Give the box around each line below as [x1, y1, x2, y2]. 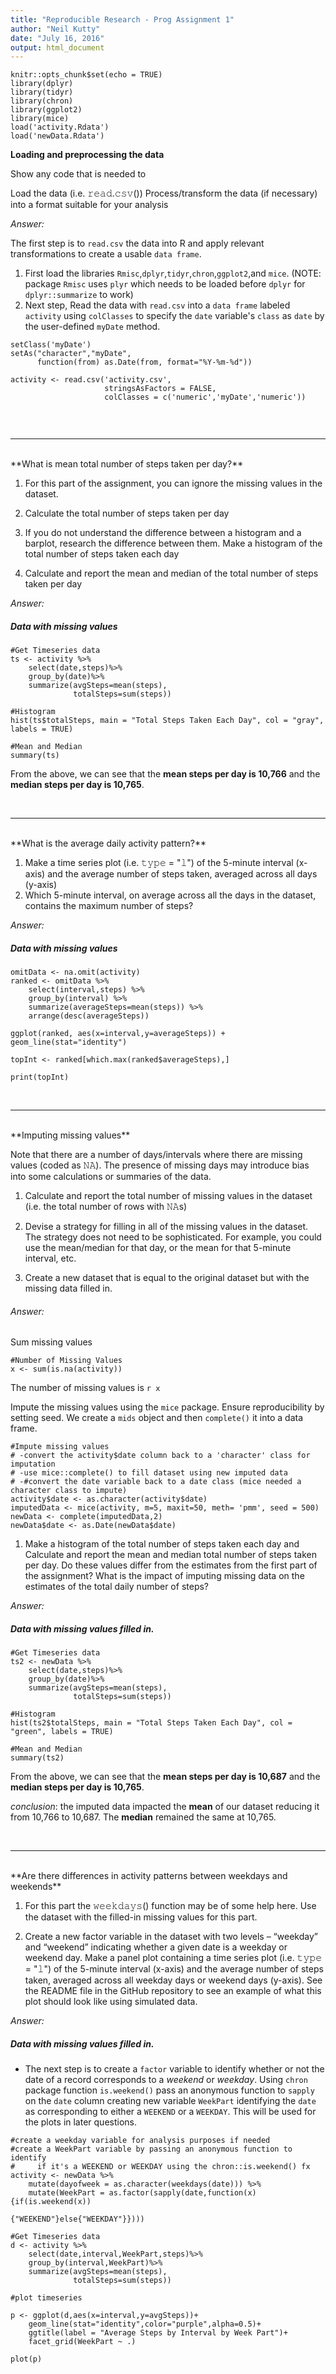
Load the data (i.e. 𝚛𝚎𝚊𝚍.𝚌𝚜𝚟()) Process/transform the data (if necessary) [10, 187, 318, 200]
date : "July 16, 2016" [10, 33, 105, 43]
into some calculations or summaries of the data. [10, 1171, 212, 1183]
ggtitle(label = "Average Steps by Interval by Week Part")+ [28, 2328, 288, 2338]
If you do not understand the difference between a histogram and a [24, 527, 302, 539]
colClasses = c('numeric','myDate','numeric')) [104, 392, 307, 403]
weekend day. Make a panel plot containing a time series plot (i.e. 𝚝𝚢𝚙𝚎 [24, 1952, 323, 1964]
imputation [10, 1459, 56, 1470]
